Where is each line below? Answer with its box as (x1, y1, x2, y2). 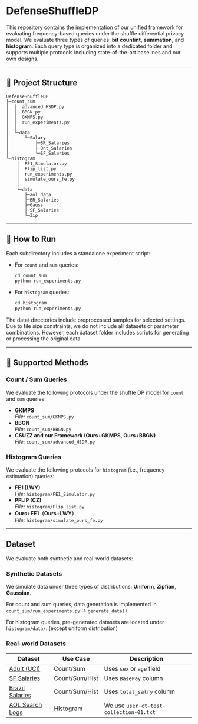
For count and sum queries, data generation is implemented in (6, 601, 157, 608)
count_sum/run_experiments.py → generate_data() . (6, 607, 130, 614)
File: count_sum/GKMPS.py (14, 413, 74, 420)
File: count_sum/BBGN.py (14, 426, 72, 433)
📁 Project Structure (6, 78, 78, 88)
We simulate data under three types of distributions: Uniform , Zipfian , (6, 583, 177, 590)
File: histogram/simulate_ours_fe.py (14, 517, 103, 524)
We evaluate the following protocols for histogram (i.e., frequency (6, 466, 165, 473)
